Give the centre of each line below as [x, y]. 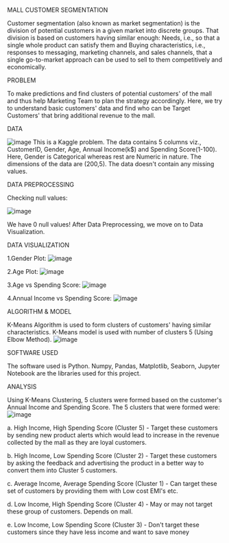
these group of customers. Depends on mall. [70, 511]
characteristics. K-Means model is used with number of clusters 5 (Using [110, 332]
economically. [27, 67]
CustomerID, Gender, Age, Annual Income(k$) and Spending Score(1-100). [112, 149]
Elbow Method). [29, 339]
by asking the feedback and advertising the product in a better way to [106, 463]
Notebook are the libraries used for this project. [74, 373]
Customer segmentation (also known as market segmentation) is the [104, 23]
